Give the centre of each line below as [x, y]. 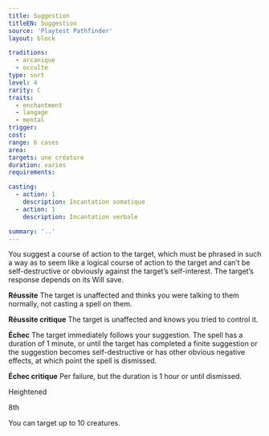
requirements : [32, 173]
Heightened [28, 392]
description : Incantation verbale [80, 217]
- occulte [32, 68]
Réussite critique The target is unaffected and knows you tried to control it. [133, 319]
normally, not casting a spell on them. [70, 304]
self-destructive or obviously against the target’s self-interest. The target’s [131, 271]
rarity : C [25, 90]
